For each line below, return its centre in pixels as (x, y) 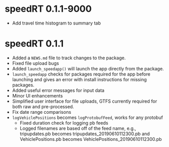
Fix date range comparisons (42, 112)
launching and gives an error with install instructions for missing (79, 79)
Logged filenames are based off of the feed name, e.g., (78, 128)
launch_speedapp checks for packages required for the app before (81, 74)
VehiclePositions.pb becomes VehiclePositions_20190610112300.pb (91, 139)
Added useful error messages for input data (58, 90)
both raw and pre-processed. (43, 106)
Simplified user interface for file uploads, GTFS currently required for (84, 101)
